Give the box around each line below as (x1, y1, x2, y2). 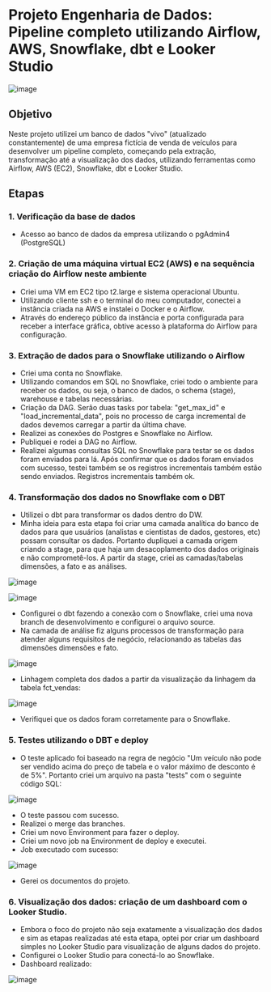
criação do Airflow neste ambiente (8, 269, 147, 280)
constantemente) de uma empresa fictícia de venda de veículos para (8, 138, 237, 147)
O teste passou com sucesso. (19, 810, 120, 820)
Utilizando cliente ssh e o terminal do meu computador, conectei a (19, 295, 241, 305)
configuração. (19, 329, 67, 339)
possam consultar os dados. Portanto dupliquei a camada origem (19, 536, 239, 545)
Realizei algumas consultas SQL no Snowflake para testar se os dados (19, 446, 255, 456)
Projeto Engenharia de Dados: (8, 6, 213, 24)
